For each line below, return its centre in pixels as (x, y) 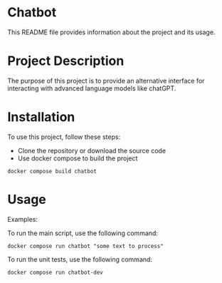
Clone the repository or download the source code (91, 150)
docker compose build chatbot (52, 171)
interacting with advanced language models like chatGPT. (92, 88)
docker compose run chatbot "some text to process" (85, 246)
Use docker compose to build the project (78, 158)
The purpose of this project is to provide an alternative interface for (106, 81)
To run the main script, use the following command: (83, 233)
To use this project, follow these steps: (64, 137)
